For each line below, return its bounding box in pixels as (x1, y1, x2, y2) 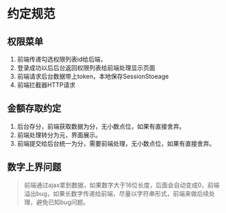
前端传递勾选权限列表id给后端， (16, 55, 107, 63)
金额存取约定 (7, 103, 62, 114)
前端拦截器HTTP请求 (16, 81, 76, 89)
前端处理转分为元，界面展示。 (16, 131, 101, 139)
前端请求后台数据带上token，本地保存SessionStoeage (16, 73, 169, 80)
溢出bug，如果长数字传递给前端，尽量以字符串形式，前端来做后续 (23, 189, 210, 197)
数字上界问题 (7, 162, 62, 173)
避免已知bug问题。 (36, 198, 90, 206)
